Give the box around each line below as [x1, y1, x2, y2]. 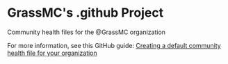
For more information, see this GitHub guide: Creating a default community [7, 41, 221, 49]
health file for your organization [7, 49, 97, 57]
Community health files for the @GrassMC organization [7, 28, 165, 36]
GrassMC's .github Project [7, 5, 164, 21]
